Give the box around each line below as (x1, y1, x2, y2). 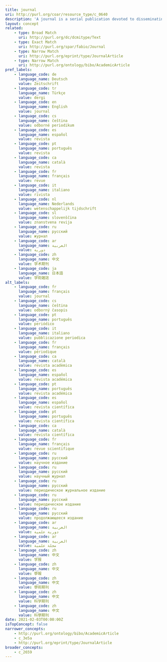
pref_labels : (5, 68, 32, 73)
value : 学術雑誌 (18, 275, 49, 280)
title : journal (5, 7, 37, 12)
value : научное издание (18, 460, 68, 465)
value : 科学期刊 (18, 598, 49, 604)
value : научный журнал (18, 474, 66, 479)
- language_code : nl (14, 197, 57, 202)
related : (5, 26, 23, 31)
